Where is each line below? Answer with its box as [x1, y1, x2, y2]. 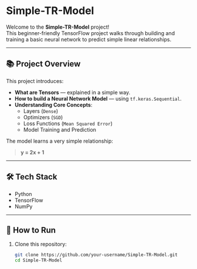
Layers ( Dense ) [23, 107, 59, 115]
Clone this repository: [14, 241, 67, 248]
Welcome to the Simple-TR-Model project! [6, 23, 110, 30]
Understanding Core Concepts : [14, 101, 93, 108]
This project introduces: [6, 77, 64, 84]
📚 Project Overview [6, 59, 81, 69]
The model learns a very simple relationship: [6, 137, 113, 144]
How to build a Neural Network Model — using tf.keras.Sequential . [14, 95, 182, 102]
